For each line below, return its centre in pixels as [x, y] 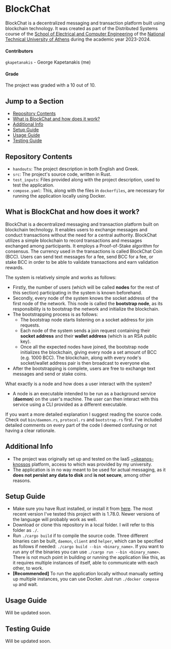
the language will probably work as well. [55, 520]
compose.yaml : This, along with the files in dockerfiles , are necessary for [89, 190]
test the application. [33, 185]
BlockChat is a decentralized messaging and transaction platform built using [85, 23]
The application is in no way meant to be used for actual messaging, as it [89, 470]
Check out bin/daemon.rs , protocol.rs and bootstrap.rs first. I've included [83, 420]
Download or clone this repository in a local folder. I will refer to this [83, 525]
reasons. [22, 480]
